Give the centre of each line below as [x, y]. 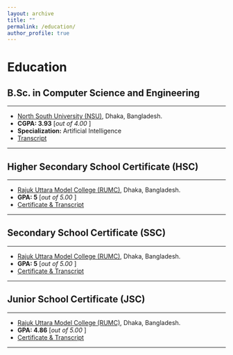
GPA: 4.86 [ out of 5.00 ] [52, 330]
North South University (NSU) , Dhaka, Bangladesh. [90, 116]
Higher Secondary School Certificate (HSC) [103, 166]
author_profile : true [38, 33]
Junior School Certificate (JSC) [76, 299]
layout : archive [31, 14]
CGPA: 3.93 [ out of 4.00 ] [54, 124]
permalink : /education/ [42, 26]
